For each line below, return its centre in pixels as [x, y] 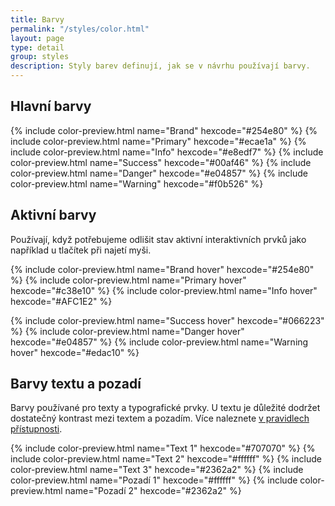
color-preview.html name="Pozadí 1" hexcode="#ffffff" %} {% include [154, 480]
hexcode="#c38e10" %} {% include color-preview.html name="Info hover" [164, 290]
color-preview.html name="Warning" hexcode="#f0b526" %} [137, 183]
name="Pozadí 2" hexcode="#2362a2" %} [153, 491]
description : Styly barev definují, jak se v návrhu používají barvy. [160, 66]
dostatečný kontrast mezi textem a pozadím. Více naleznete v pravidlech [160, 418]
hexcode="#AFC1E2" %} [61, 301]
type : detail [37, 47]
